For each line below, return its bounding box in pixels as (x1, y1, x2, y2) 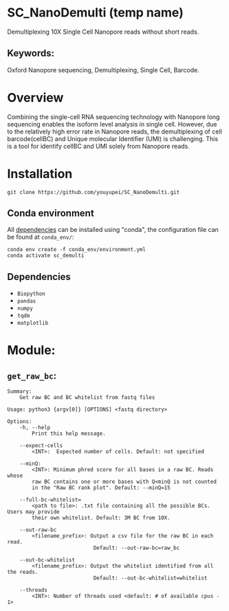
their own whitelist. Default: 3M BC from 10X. (32, 515, 171, 522)
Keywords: (7, 47, 55, 59)
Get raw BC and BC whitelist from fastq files (19, 394, 155, 401)
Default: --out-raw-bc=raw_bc (93, 545, 180, 552)
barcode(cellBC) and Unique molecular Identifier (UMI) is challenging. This (7, 134, 219, 142)
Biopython (17, 290, 46, 297)
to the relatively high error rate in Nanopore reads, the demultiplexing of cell (7, 127, 222, 136)
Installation (7, 166, 73, 182)
